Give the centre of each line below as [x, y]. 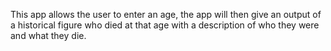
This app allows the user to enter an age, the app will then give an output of [166, 14]
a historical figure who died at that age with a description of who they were [165, 25]
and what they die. [48, 35]
